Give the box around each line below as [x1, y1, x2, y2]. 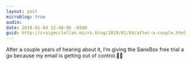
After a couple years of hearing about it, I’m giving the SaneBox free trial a [6, 46, 184, 53]
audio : [6, 19, 22, 25]
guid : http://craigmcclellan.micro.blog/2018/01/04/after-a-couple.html [6, 30, 187, 36]
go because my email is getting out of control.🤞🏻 [6, 52, 124, 59]
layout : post [6, 8, 38, 15]
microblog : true [6, 14, 46, 20]
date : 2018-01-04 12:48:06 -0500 [6, 24, 88, 31]
